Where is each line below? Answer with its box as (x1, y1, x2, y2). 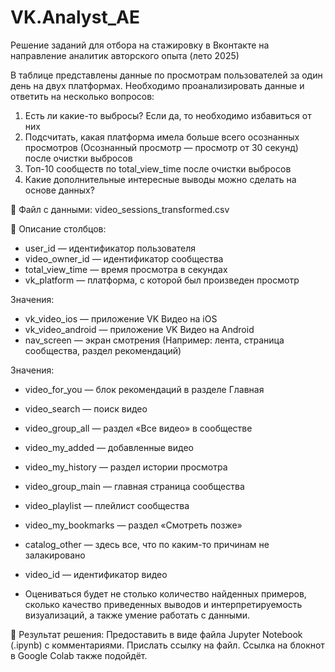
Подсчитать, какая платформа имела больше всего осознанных (24, 131, 300, 143)
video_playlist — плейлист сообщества (24, 499, 190, 511)
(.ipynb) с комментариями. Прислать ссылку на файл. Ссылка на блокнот (10, 639, 325, 651)
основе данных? (24, 184, 95, 196)
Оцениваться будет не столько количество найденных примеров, (24, 587, 307, 600)
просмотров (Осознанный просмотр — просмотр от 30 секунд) (24, 141, 299, 153)
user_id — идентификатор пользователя (24, 242, 197, 254)
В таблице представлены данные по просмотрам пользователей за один (10, 69, 323, 81)
